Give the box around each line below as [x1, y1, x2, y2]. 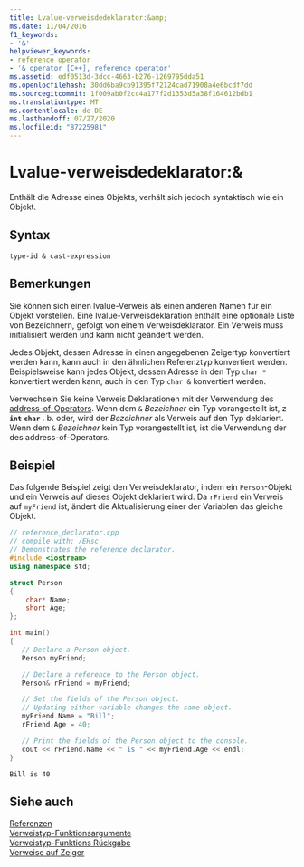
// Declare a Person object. [21, 645, 131, 654]
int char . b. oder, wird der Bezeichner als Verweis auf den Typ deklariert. [9, 412, 284, 423]
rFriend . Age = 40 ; [21, 720, 91, 729]
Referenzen [9, 818, 52, 829]
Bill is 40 [9, 769, 51, 779]
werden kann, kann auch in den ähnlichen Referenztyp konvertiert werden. [9, 356, 288, 367]
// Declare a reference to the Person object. [21, 670, 201, 679]
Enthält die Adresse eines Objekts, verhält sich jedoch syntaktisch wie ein [9, 191, 284, 202]
